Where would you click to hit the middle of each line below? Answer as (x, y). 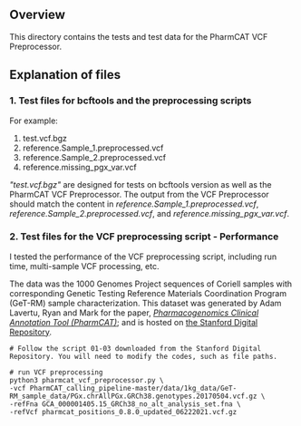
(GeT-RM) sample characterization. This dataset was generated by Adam (146, 303)
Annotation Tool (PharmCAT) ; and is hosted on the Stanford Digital (134, 322)
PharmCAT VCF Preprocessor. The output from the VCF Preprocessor (139, 194)
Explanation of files (65, 75)
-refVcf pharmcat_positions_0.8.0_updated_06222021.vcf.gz (123, 411)
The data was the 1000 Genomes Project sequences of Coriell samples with (151, 284)
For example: (34, 121)
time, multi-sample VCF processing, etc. (84, 266)
